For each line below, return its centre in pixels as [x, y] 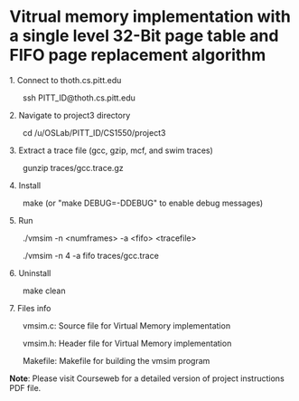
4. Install [25, 185]
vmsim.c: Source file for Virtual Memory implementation [126, 325]
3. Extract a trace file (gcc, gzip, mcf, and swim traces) [112, 150]
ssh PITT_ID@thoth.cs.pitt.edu [79, 98]
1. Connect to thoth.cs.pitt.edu [65, 80]
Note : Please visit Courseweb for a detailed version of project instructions [147, 378]
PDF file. [25, 387]
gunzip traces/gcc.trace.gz [73, 167]
